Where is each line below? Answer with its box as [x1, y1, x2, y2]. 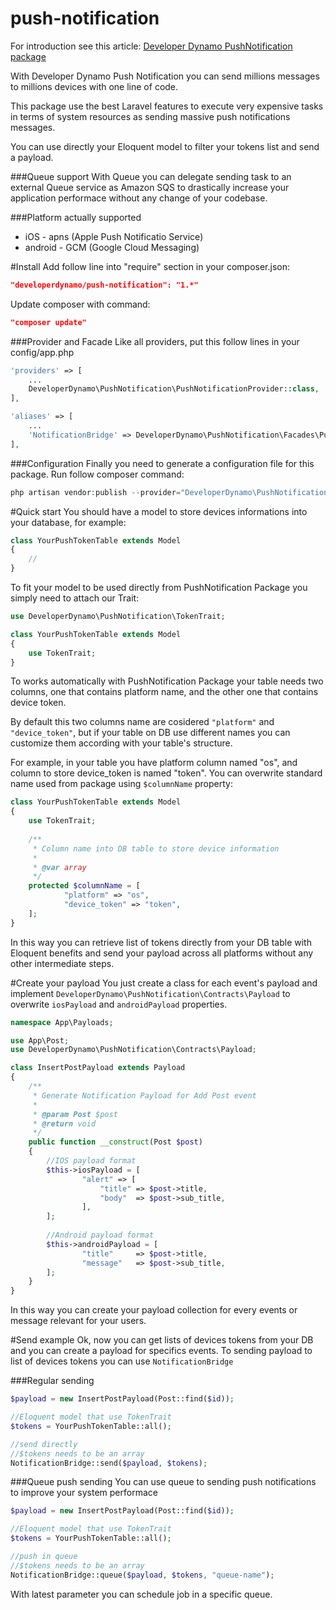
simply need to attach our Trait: [10, 592, 140, 604]
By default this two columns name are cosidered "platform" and [10, 716, 275, 728]
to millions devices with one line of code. [10, 80, 179, 92]
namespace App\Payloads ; [10, 1017, 114, 1027]
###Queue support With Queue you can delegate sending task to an [10, 170, 292, 182]
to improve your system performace [10, 1487, 158, 1499]
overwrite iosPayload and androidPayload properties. [10, 998, 228, 1010]
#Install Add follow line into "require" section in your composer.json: [10, 260, 291, 272]
